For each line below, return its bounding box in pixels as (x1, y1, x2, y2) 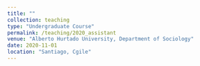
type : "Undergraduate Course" (7, 23, 95, 30)
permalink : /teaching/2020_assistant (7, 29, 117, 36)
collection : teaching (7, 16, 70, 23)
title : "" (7, 10, 36, 17)
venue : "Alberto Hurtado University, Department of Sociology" (7, 36, 194, 43)
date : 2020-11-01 (7, 42, 58, 49)
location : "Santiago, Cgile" (7, 49, 92, 56)
